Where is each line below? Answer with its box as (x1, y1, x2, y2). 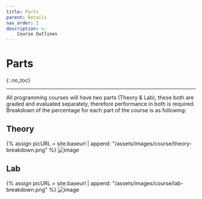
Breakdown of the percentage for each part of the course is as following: (6, 107, 186, 114)
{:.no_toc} (6, 77, 31, 84)
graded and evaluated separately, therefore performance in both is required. (6, 100, 195, 108)
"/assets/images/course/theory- (112, 140, 192, 147)
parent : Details (6, 14, 47, 20)
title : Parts (6, 8, 39, 15)
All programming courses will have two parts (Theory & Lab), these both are (6, 94, 194, 101)
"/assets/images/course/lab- (112, 179, 183, 186)
